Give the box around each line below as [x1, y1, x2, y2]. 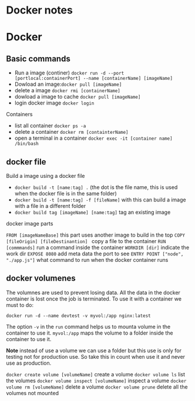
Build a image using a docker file [6, 173, 85, 179]
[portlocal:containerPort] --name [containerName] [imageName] [14, 76, 173, 82]
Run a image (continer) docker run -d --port [14, 69, 125, 76]
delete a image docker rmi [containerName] [14, 87, 120, 94]
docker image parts [6, 220, 53, 227]
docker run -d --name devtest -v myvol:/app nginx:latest [6, 312, 151, 319]
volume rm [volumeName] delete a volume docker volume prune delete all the [6, 383, 188, 390]
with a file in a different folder [14, 203, 86, 209]
